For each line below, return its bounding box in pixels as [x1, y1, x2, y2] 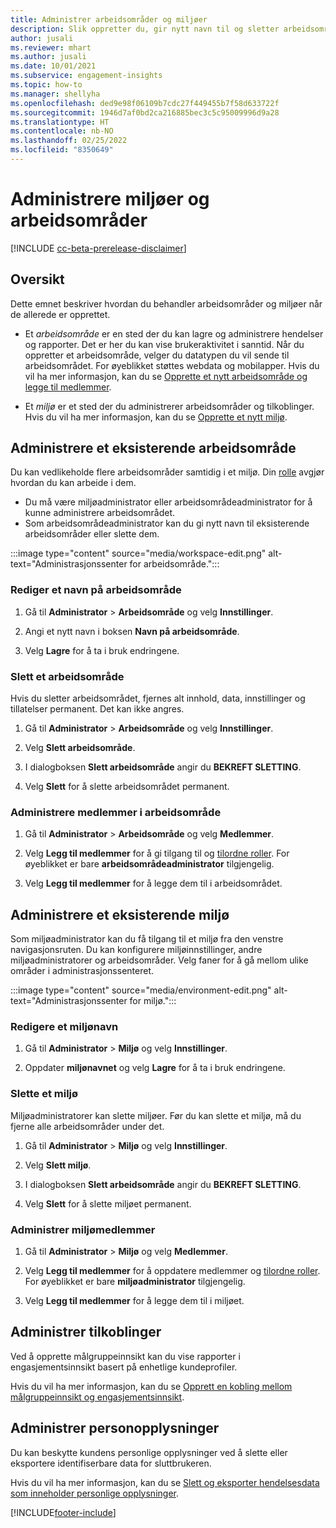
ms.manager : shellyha [10, 89, 101, 99]
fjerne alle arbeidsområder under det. [10, 1120, 165, 1132]
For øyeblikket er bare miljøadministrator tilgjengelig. [24, 1276, 246, 1288]
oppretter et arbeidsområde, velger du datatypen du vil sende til [24, 349, 290, 361]
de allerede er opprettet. [10, 308, 111, 320]
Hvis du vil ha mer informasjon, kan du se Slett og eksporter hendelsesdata [10, 1476, 320, 1488]
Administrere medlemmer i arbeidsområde [10, 805, 222, 819]
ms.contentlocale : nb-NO [10, 126, 114, 136]
